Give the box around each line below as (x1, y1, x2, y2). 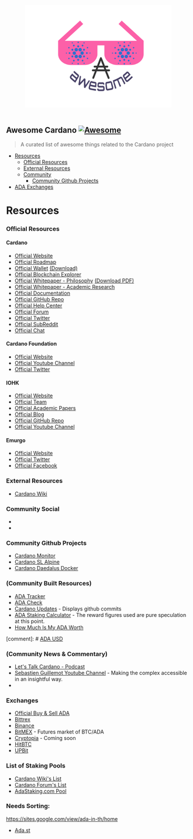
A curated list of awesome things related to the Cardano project (20, 141, 174, 148)
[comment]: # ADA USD (6, 635, 63, 642)
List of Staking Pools (6, 762, 66, 770)
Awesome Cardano (6, 125, 77, 135)
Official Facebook (14, 462, 57, 469)
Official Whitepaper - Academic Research (14, 283, 115, 290)
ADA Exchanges (14, 183, 54, 190)
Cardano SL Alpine (14, 558, 60, 565)
